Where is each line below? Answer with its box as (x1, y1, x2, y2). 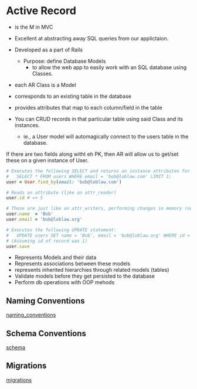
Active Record (6, 4, 76, 18)
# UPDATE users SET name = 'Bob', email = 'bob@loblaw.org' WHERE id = (6, 233, 191, 238)
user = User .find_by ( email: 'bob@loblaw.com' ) (6, 179, 122, 185)
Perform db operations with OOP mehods (14, 279, 115, 286)
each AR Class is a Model (14, 81, 76, 88)
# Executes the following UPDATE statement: (6, 227, 117, 233)
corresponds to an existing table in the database (14, 93, 132, 100)
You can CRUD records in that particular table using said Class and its (14, 115, 184, 122)
